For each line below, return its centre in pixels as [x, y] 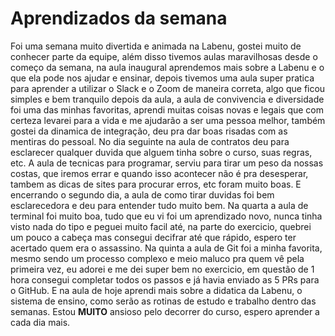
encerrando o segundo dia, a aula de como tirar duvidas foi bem [142, 194]
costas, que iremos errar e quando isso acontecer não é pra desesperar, [159, 173]
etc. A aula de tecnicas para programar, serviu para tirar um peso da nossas [167, 163]
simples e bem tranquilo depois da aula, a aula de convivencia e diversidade [167, 99]
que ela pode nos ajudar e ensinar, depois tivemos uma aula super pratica [162, 78]
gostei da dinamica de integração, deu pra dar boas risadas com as [149, 131]
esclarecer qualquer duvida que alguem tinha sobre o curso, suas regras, [161, 152]
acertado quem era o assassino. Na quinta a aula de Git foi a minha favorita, [166, 248]
